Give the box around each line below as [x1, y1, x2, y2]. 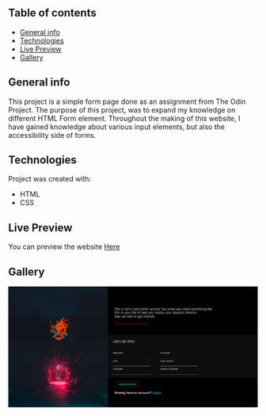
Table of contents [8, 6, 97, 20]
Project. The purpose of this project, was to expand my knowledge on [8, 105, 236, 114]
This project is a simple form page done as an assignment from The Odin [8, 97, 246, 106]
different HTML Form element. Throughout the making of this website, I [8, 113, 241, 123]
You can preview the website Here [8, 242, 120, 252]
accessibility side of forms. [8, 130, 97, 139]
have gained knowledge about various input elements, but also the [8, 122, 226, 132]
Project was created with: [8, 174, 92, 184]
